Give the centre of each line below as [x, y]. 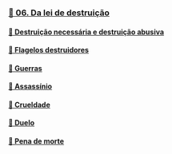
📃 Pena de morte [36, 141]
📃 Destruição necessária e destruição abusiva [86, 32]
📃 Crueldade [29, 105]
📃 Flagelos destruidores [49, 50]
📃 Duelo [22, 123]
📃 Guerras [25, 68]
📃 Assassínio [30, 86]
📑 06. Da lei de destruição [59, 13]
